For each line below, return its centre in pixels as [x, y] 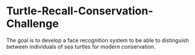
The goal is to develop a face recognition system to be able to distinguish [97, 40]
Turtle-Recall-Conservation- [80, 11]
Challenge [33, 24]
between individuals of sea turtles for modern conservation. [81, 47]
